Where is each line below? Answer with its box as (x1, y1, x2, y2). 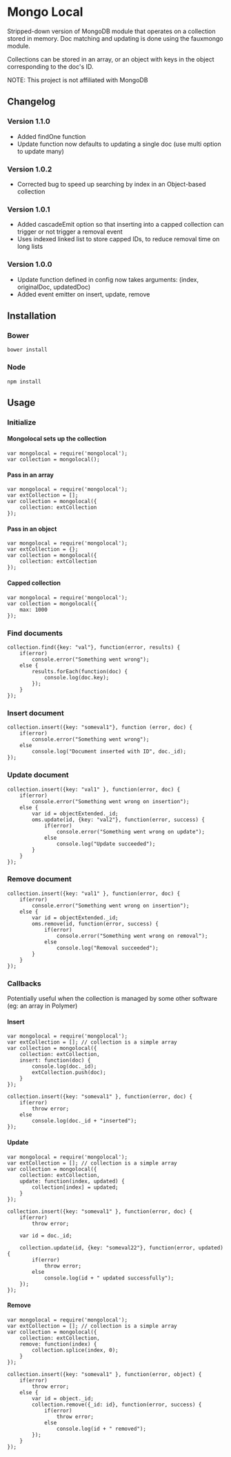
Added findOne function (17, 132, 86, 140)
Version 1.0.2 (7, 164, 52, 173)
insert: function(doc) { (19, 1057, 91, 1064)
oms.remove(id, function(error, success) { (32, 920, 159, 927)
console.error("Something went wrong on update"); (56, 828, 205, 835)
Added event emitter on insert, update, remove (17, 290, 150, 298)
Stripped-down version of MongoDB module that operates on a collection (7, 27, 216, 35)
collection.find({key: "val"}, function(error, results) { (7, 643, 181, 650)
